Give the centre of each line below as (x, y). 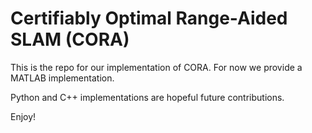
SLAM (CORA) (70, 39)
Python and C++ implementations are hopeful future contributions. (147, 97)
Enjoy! (23, 116)
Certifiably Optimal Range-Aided (149, 18)
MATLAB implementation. (62, 78)
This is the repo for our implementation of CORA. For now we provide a (156, 67)
